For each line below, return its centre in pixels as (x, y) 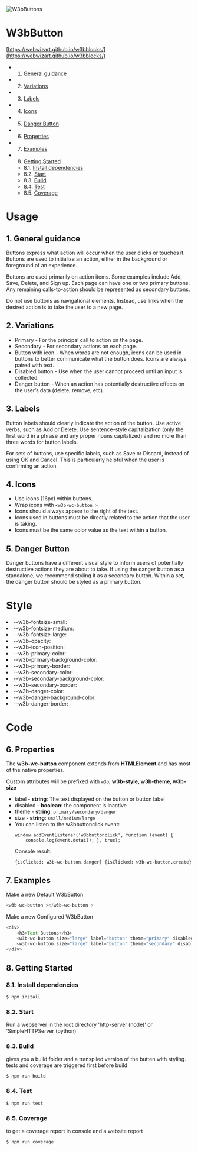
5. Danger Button (38, 549)
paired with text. (34, 365)
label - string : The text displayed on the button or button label (90, 799)
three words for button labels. (42, 442)
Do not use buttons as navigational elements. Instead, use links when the (95, 300)
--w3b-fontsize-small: (41, 622)
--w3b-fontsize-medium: (44, 628)
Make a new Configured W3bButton (49, 916)
